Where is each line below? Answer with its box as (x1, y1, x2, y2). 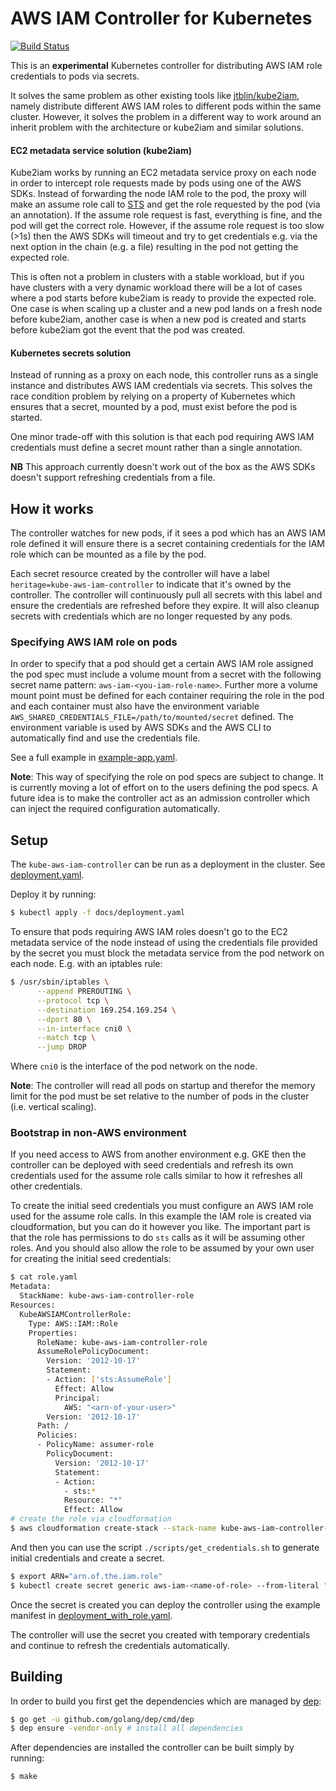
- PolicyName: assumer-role (36, 1440, 155, 1450)
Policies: (36, 1430, 78, 1441)
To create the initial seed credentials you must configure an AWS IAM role (10, 1200, 314, 1212)
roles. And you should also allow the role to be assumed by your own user (10, 1242, 315, 1254)
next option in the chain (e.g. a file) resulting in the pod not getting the (10, 241, 299, 253)
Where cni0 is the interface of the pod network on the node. (10, 1060, 258, 1072)
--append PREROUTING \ (36, 987, 132, 997)
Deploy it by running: (10, 888, 97, 901)
